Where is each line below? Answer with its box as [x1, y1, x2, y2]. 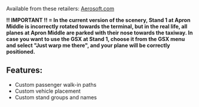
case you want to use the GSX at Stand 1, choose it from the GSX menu [6, 36, 185, 42]
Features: [6, 65, 43, 75]
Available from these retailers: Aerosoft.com [6, 5, 115, 12]
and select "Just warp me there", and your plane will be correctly [6, 42, 170, 49]
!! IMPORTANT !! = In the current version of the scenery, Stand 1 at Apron [6, 17, 191, 23]
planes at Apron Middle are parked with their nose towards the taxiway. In [6, 29, 193, 36]
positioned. [6, 48, 36, 55]
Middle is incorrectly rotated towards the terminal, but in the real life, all [6, 23, 188, 30]
